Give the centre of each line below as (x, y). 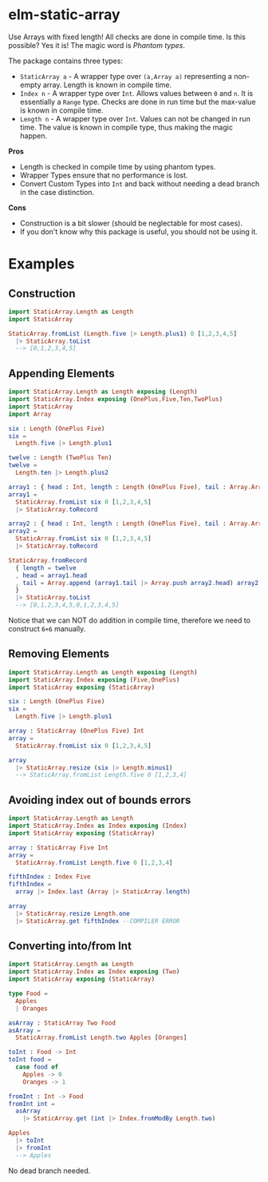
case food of (37, 1067)
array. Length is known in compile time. (107, 85)
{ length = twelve (46, 568)
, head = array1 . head (51, 575)
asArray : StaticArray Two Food (62, 1023)
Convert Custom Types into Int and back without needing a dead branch (140, 183)
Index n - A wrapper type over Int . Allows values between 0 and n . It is (136, 93)
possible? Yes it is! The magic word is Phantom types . (97, 45)
